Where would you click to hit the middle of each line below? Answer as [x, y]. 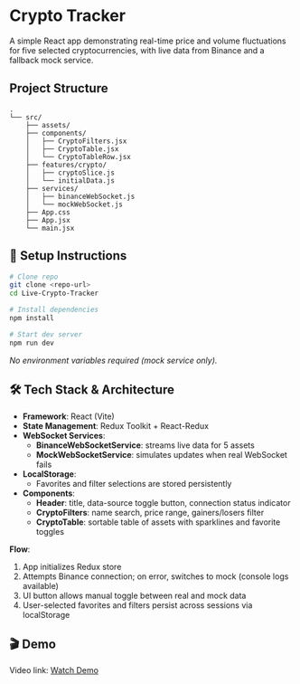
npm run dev [32, 343]
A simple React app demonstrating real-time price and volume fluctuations [148, 41]
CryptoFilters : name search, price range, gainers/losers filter [150, 512]
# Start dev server [46, 334]
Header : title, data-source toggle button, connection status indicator [163, 502]
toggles [50, 531]
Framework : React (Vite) [68, 416]
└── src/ [26, 117]
